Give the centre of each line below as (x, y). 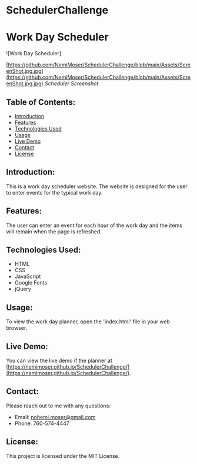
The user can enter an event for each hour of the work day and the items (94, 225)
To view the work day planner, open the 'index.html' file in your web (88, 322)
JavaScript (28, 276)
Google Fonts (31, 283)
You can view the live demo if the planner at (59, 360)
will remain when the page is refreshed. (54, 231)
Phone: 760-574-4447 (42, 423)
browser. (17, 328)
